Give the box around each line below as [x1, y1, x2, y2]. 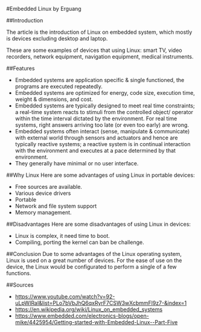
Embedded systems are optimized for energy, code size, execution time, [14, 89, 195, 96]
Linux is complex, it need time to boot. [14, 232, 110, 239]
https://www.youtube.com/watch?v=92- [14, 293, 115, 300]
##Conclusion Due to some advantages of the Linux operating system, [6, 251, 182, 257]
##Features [6, 65, 35, 72]
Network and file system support [14, 202, 97, 209]
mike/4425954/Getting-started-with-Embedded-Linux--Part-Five [14, 319, 178, 325]
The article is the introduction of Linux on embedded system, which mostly [6, 28, 193, 36]
